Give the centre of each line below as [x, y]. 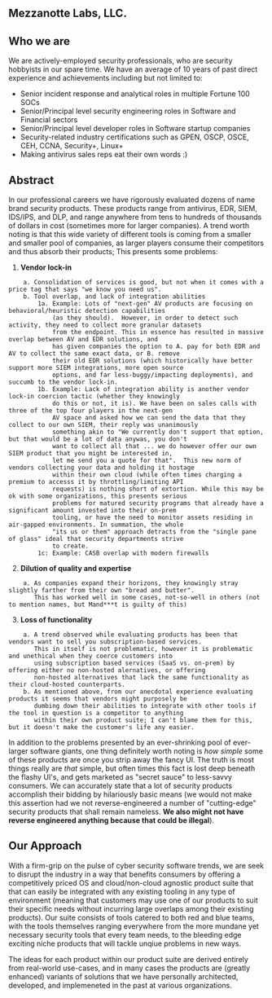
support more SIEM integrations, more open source [96, 368]
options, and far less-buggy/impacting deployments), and [152, 375]
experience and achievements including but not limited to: [105, 78]
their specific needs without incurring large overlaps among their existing [131, 908]
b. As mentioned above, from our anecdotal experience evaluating [138, 692]
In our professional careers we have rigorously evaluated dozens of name [132, 200]
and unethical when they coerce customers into [91, 656]
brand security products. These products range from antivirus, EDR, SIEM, [133, 209]
